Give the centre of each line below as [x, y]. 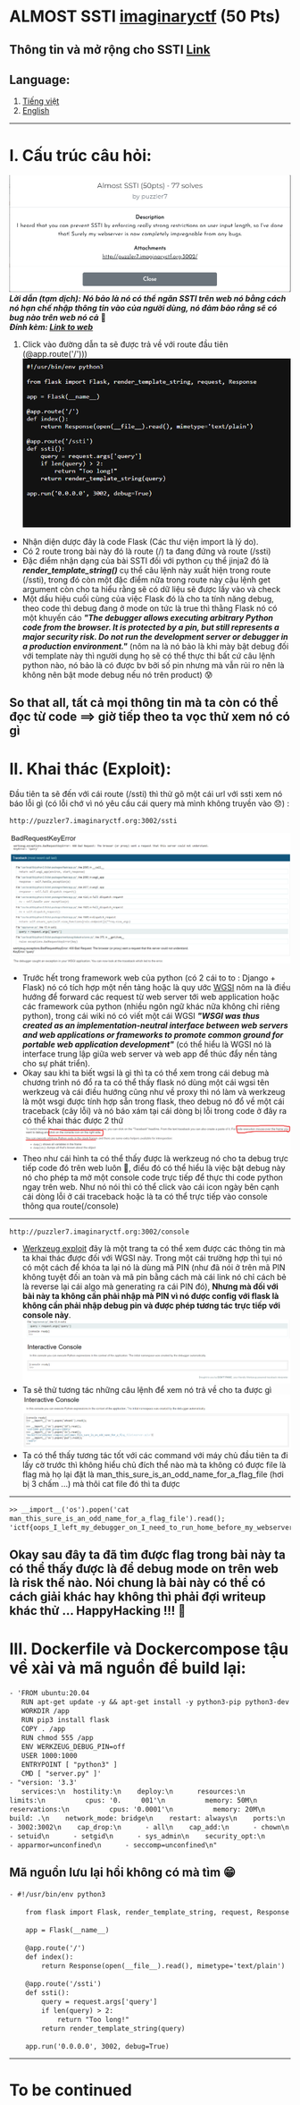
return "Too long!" [93, 2019]
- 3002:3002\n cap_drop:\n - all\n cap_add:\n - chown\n [150, 1828]
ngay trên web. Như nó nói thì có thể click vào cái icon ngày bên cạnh [150, 1186]
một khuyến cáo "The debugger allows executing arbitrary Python [148, 617]
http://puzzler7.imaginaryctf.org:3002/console [100, 1232]
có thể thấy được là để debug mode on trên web [144, 1569]
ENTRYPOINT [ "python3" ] [69, 1765]
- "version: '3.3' [43, 1783]
